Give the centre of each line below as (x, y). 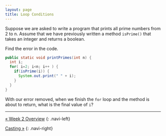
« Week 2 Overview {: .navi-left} (38, 119)
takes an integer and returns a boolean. (45, 39)
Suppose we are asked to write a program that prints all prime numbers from (83, 28)
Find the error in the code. (32, 48)
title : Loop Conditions (30, 14)
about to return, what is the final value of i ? (49, 104)
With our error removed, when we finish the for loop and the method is (77, 99)
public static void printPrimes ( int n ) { (48, 57)
